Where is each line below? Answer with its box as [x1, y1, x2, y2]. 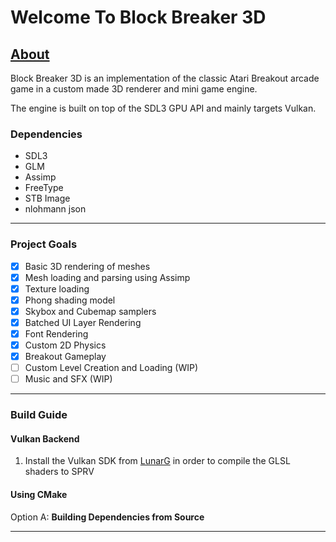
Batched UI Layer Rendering [24, 316, 142, 328]
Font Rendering [24, 327, 89, 340]
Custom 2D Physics [24, 339, 107, 351]
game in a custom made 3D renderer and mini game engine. [10, 83, 258, 95]
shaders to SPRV [24, 466, 95, 478]
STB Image [24, 192, 71, 205]
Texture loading [24, 282, 90, 295]
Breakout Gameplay [24, 351, 107, 363]
